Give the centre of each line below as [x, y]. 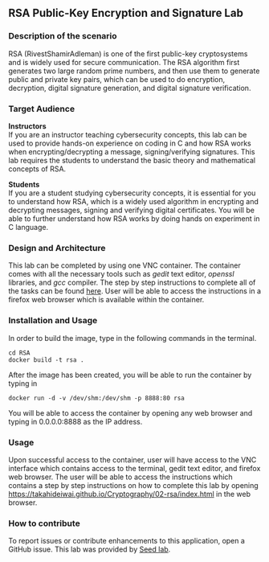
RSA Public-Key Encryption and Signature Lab [126, 13]
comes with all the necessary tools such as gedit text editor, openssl [121, 274]
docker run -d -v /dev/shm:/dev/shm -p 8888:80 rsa [96, 398]
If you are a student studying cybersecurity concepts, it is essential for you [132, 193]
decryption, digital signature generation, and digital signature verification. [130, 88]
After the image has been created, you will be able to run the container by [130, 375]
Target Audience [41, 109]
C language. [29, 227]
